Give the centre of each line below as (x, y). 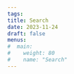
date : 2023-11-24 (33, 27)
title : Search (28, 20)
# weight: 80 (31, 54)
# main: (20, 47)
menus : (17, 40)
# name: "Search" (38, 60)
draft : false (26, 33)
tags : (15, 14)
